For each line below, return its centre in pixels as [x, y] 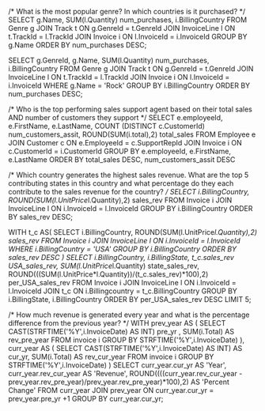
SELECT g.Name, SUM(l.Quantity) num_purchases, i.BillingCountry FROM [128, 20]
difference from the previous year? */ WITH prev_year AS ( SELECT [117, 323]
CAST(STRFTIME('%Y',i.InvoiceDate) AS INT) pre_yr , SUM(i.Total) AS [121, 332]
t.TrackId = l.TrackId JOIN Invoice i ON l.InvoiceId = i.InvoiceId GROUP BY [128, 36]
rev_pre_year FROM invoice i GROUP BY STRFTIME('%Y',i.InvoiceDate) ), [127, 340]
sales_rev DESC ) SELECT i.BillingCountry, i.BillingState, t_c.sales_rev [121, 257]
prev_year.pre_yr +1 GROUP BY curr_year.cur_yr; [86, 399]
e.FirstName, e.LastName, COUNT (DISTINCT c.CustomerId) [107, 126]
